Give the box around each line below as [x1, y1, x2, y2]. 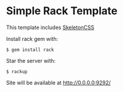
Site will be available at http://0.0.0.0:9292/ [6, 79, 111, 86]
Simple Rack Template [6, 4, 118, 18]
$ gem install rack [6, 46, 54, 53]
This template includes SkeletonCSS [6, 24, 95, 31]
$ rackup [6, 68, 28, 75]
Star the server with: [6, 57, 56, 64]
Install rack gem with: [6, 35, 59, 42]
